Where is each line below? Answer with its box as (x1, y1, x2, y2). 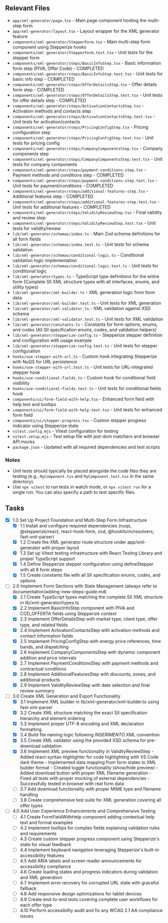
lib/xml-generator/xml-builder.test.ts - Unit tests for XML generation (12, 300, 161, 306)
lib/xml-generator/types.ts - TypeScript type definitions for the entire (12, 273, 159, 279)
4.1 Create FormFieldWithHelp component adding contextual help (20, 814, 155, 820)
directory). (12, 479, 35, 485)
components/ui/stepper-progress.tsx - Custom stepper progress (12, 417, 146, 423)
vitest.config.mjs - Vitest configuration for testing (12, 428, 119, 434)
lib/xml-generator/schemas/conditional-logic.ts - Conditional (12, 252, 144, 258)
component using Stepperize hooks (12, 44, 86, 50)
